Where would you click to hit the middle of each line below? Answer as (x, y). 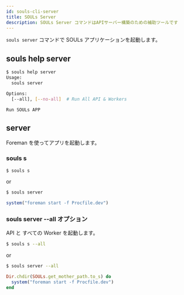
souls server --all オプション (47, 219)
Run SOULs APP (23, 110)
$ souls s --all (26, 244)
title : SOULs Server (31, 17)
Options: (17, 94)
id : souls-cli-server (33, 11)
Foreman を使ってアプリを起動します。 (53, 143)
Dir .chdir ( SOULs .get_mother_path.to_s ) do (59, 277)
